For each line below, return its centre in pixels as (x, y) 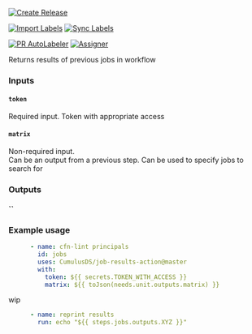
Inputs (22, 80)
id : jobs (52, 255)
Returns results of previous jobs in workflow (82, 60)
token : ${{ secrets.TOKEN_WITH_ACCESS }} (115, 277)
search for (26, 169)
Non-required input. (41, 152)
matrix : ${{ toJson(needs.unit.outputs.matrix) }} (132, 285)
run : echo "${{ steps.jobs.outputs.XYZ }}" (112, 323)
